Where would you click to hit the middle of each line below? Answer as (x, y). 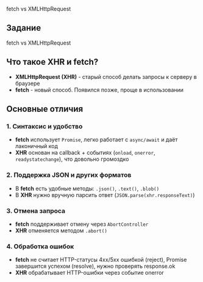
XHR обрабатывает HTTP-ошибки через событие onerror (90, 273)
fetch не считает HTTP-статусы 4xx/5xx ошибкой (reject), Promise (101, 260)
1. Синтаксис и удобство (45, 126)
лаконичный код (36, 146)
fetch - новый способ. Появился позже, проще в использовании (99, 90)
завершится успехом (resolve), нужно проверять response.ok (95, 266)
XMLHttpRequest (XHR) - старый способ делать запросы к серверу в (106, 76)
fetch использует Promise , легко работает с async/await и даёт (96, 139)
